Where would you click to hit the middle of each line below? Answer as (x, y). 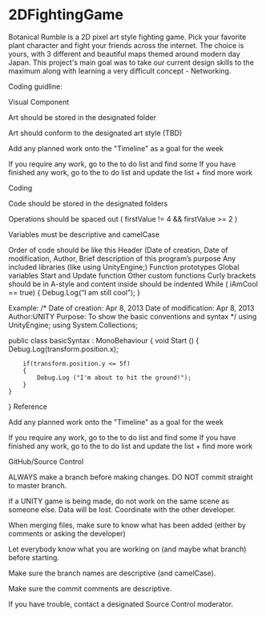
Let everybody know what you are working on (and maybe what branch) (127, 549)
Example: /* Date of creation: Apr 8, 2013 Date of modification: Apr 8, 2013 (131, 308)
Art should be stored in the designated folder (82, 117)
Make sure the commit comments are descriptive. (90, 588)
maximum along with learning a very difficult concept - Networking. (120, 70)
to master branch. (38, 485)
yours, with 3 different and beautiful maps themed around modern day (124, 54)
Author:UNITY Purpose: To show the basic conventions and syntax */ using (133, 316)
